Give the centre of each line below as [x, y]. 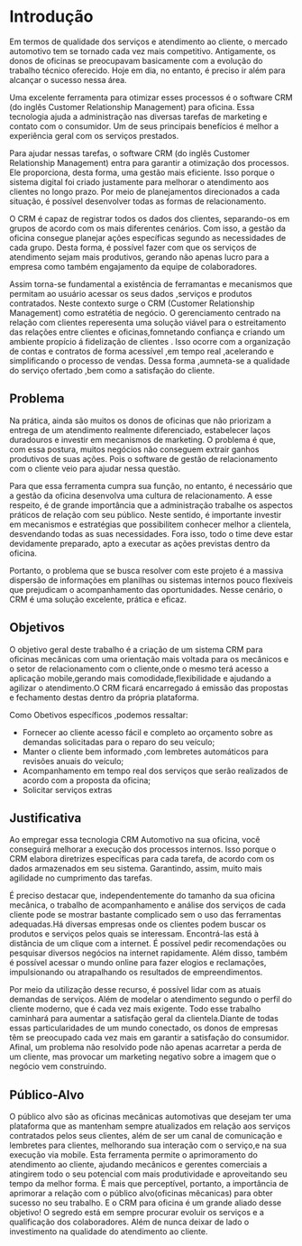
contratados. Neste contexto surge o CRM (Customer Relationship [132, 303]
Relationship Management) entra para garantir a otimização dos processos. [149, 162]
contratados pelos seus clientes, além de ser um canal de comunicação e [146, 1136]
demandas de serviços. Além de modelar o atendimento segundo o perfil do [151, 1000]
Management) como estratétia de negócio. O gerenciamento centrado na [145, 312]
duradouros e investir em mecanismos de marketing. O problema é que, [143, 439]
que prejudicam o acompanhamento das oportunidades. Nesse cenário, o [146, 589]
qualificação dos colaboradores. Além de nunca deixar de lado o [129, 1222]
